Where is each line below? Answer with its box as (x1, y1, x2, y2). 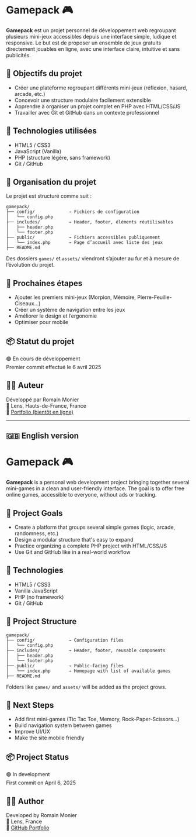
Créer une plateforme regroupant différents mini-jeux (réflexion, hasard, (14, 84, 188, 91)
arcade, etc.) (14, 90, 45, 97)
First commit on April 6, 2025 (6, 779, 76, 786)
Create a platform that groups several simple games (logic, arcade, (14, 523, 176, 531)
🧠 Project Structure (6, 616, 77, 626)
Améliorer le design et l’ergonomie (14, 312, 97, 319)
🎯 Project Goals (6, 508, 63, 518)
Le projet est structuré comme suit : (6, 192, 92, 199)
